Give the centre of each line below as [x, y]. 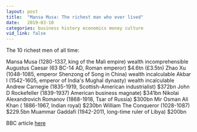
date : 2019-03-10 [30, 22]
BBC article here [26, 123]
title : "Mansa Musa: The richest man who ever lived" [75, 17]
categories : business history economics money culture [75, 28]
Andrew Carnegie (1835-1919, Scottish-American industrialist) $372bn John [98, 87]
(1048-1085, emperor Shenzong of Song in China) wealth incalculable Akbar [99, 74]
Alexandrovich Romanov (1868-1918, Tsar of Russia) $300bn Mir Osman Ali [97, 99]
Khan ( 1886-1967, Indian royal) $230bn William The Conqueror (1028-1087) [98, 105]
